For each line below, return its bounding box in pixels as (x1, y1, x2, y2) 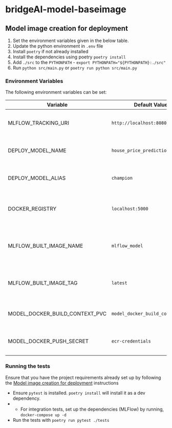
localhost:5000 (111, 206, 148, 212)
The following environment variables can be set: (5, 89, 107, 95)
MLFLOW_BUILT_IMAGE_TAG (8, 280, 78, 287)
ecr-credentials (111, 338, 151, 344)
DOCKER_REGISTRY (8, 205, 57, 212)
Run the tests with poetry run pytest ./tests (12, 417, 110, 423)
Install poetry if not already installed (12, 49, 89, 54)
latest (111, 280, 127, 286)
